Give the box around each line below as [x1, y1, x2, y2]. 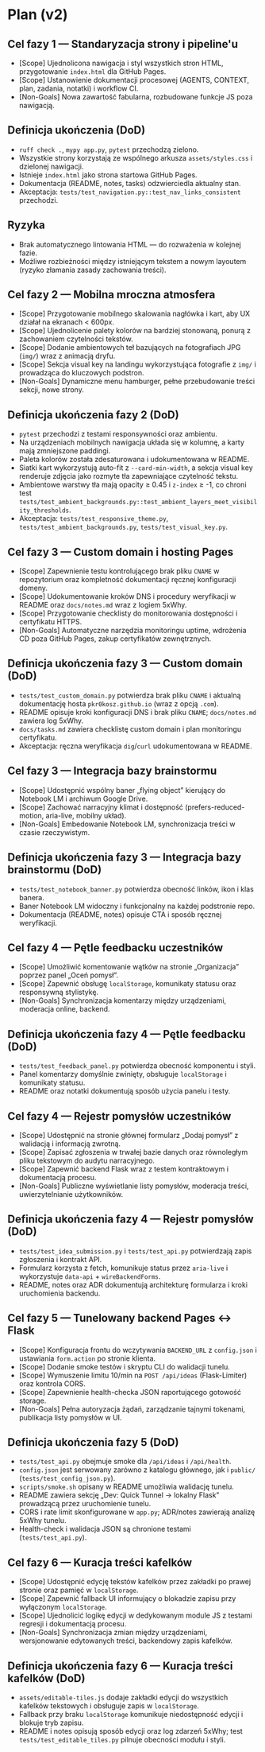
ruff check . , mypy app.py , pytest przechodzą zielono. [18, 145, 199, 154]
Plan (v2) [7, 6, 68, 24]
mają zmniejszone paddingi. [18, 446, 111, 456]
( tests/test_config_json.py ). [18, 1474, 116, 1483]
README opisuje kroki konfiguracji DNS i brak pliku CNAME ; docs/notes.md [18, 707, 257, 717]
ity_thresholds [18, 507, 70, 515]
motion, [18, 810, 44, 820]
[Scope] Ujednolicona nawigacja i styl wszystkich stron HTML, [18, 58, 224, 68]
